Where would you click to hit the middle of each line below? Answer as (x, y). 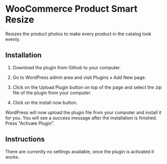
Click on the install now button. (45, 102)
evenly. (13, 39)
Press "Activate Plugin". (30, 123)
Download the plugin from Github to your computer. (67, 67)
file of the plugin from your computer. (52, 93)
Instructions (25, 139)
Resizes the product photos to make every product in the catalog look (78, 34)
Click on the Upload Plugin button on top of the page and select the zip (87, 87)
